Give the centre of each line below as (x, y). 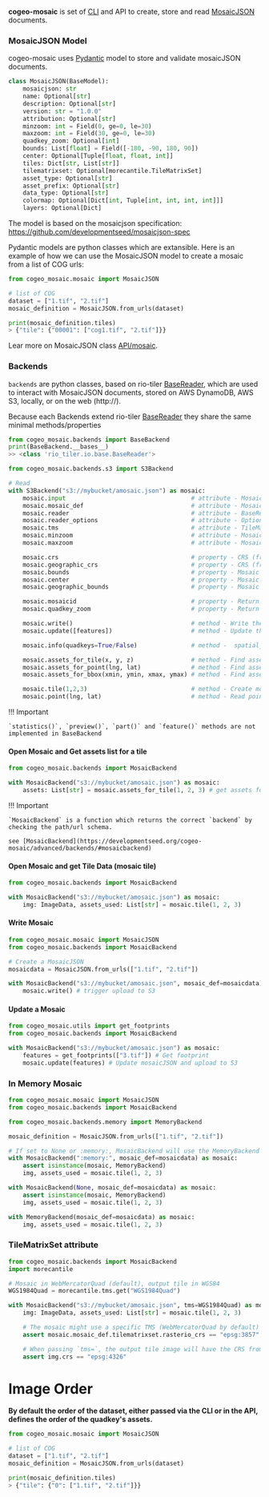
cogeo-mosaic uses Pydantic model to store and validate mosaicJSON (124, 58)
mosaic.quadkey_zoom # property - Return (141, 609)
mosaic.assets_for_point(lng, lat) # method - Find (134, 667)
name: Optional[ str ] (57, 97)
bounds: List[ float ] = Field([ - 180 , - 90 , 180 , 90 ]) (110, 149)
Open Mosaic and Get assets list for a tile (78, 751)
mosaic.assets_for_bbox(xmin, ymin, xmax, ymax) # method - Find (134, 675)
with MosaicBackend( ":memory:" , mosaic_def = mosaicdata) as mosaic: (123, 1158)
